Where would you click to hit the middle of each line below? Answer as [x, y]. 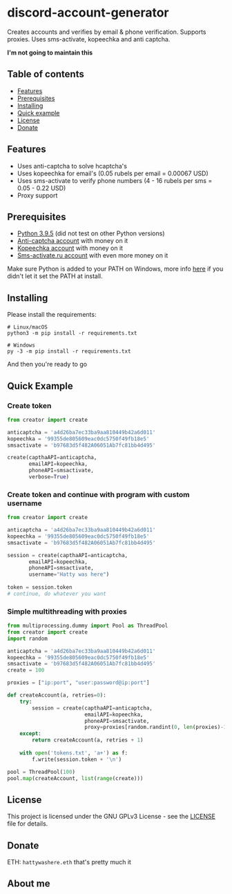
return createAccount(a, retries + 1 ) [88, 740]
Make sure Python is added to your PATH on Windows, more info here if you [115, 269]
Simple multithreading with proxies [67, 611]
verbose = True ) [49, 477]
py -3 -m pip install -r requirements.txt [69, 351]
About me [29, 884]
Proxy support [37, 195]
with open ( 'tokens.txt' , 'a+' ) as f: [74, 753]
